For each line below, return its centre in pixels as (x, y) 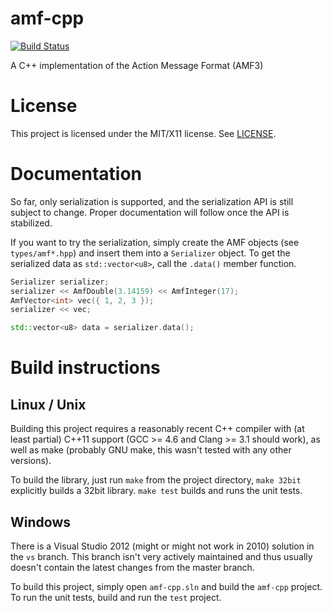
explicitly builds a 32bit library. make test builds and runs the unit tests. (156, 491)
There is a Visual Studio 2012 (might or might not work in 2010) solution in (162, 546)
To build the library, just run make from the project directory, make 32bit (156, 480)
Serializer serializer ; (60, 282)
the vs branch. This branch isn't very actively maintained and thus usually (161, 556)
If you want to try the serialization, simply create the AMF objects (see (155, 242)
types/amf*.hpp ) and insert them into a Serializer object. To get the (150, 253)
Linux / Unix (48, 404)
